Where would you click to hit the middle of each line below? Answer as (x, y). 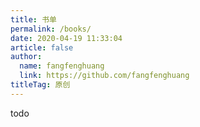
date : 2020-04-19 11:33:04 (66, 38)
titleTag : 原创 (40, 85)
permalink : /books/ (51, 29)
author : (26, 57)
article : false (42, 47)
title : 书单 (33, 19)
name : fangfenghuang (62, 66)
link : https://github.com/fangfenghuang (104, 76)
